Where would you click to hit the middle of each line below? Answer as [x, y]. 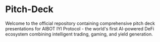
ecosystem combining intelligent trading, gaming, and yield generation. [79, 34]
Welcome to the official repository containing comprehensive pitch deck [80, 23]
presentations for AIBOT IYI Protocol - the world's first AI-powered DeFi [80, 28]
